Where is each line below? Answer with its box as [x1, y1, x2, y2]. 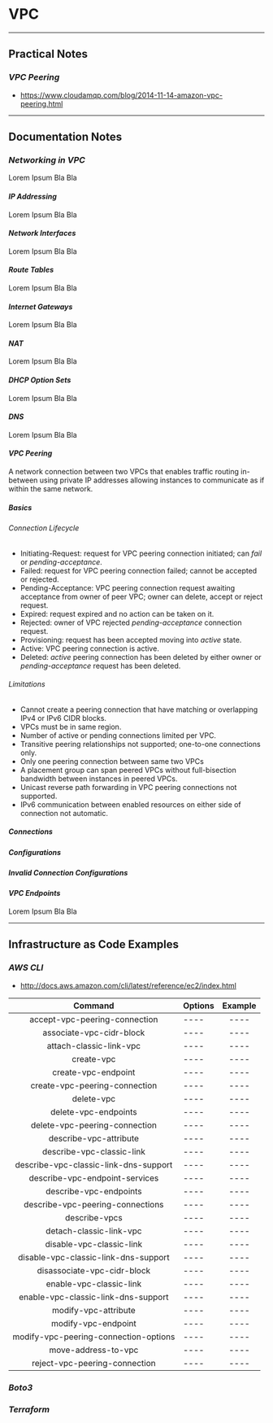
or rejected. [19, 574, 59, 584]
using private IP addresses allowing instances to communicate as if [39, 475, 265, 485]
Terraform [8, 1403, 50, 1415]
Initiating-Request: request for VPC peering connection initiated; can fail [19, 548, 262, 558]
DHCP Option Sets [8, 375, 71, 385]
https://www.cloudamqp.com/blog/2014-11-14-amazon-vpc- [19, 90, 223, 100]
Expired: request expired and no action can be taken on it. [19, 609, 214, 618]
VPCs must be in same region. [19, 722, 122, 731]
